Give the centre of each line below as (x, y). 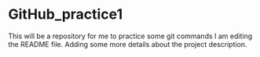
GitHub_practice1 (66, 14)
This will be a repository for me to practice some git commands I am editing (130, 36)
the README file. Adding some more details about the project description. (128, 44)
